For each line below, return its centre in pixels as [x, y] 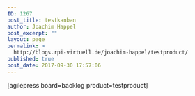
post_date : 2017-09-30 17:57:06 [54, 65]
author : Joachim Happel [42, 26]
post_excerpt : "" [32, 33]
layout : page [26, 40]
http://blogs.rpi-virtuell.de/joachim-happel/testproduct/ [101, 53]
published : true [31, 59]
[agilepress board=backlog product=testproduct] [78, 85]
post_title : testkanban [42, 20]
